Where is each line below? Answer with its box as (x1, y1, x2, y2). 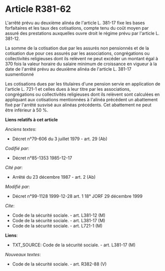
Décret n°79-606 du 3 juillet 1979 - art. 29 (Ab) (12, 136, 107, 142)
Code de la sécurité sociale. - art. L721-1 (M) (12, 223, 102, 229)
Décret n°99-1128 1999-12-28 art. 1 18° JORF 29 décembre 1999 (12, 193, 143, 199)
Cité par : (5, 164, 23, 170)
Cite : (5, 202, 15, 208)
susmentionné (5, 71, 34, 77)
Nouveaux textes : (5, 251, 41, 257)
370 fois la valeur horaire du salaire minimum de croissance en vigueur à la (5, 61, 157, 67)
